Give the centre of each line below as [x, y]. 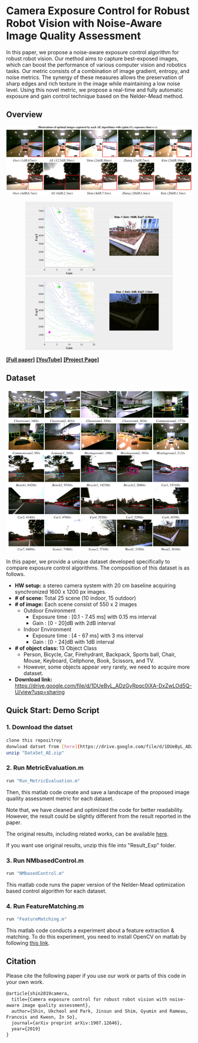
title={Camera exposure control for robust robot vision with [89, 999]
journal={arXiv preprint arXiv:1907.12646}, [67, 1023]
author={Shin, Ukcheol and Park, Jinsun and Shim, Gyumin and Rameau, [100, 1011]
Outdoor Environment [49, 611]
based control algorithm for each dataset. [57, 891]
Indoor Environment [47, 630]
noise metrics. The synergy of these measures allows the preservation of [95, 77]
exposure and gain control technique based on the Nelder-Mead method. [95, 96]
